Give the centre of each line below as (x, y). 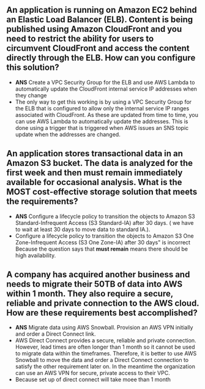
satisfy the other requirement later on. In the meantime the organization (105, 366)
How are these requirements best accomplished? (102, 313)
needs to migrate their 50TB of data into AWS (94, 284)
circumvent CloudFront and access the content (98, 48)
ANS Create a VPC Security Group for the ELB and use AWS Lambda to (105, 82)
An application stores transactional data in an (95, 153)
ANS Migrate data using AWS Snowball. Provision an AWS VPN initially (104, 328)
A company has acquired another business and (98, 275)
